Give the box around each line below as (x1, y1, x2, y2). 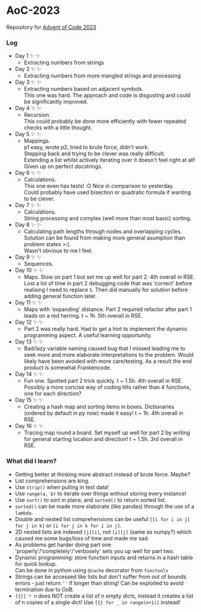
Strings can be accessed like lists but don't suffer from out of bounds (14, 573, 187, 580)
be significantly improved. (23, 98, 88, 105)
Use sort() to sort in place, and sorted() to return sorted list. (14, 496, 167, 503)
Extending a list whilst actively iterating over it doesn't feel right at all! (23, 156, 196, 164)
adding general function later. (23, 292, 97, 300)
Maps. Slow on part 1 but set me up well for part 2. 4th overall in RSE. (23, 273, 195, 280)
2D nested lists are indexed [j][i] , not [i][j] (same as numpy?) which (14, 528, 192, 536)
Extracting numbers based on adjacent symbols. (23, 85, 144, 93)
